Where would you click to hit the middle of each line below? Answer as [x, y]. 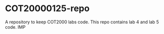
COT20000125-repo [47, 8]
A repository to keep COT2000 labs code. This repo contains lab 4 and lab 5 [82, 22]
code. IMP [15, 27]
